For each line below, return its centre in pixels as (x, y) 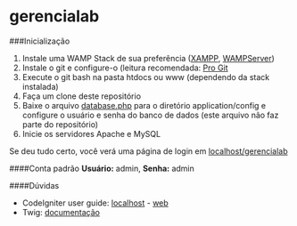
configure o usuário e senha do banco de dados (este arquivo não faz (150, 115)
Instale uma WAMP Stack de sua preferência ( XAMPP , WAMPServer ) (148, 58)
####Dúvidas (34, 185)
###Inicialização (40, 41)
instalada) (41, 86)
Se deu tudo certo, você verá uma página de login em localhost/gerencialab (148, 151)
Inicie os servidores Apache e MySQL (91, 133)
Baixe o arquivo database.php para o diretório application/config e (144, 105)
